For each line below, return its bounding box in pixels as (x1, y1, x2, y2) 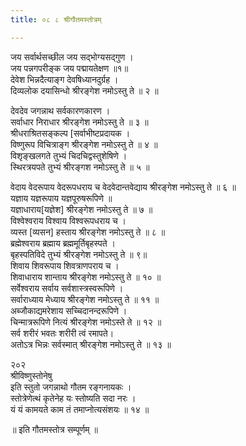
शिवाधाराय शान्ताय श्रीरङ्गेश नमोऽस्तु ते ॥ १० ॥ (10, 271, 162, 283)
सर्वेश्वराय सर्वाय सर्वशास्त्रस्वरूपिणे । (10, 282, 124, 294)
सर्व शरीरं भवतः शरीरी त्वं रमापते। (10, 327, 115, 339)
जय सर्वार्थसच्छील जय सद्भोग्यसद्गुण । (10, 51, 134, 63)
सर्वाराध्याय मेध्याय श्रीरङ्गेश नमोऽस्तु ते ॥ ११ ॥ (10, 293, 160, 305)
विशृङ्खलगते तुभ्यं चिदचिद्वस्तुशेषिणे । (10, 149, 128, 161)
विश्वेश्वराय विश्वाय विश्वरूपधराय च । (10, 214, 127, 226)
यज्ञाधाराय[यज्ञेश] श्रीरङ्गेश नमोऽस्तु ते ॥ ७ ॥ (10, 203, 153, 215)
